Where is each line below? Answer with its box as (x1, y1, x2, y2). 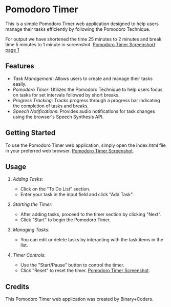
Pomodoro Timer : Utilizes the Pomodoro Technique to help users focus (12, 86, 163, 92)
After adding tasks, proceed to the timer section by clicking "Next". (20, 212, 162, 218)
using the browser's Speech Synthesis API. (12, 113, 104, 120)
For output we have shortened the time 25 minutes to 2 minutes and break (5, 36, 162, 42)
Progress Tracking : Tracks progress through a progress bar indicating (12, 97, 160, 103)
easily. (12, 81, 27, 87)
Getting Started (5, 128, 56, 137)
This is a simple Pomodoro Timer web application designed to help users (5, 21, 159, 27)
